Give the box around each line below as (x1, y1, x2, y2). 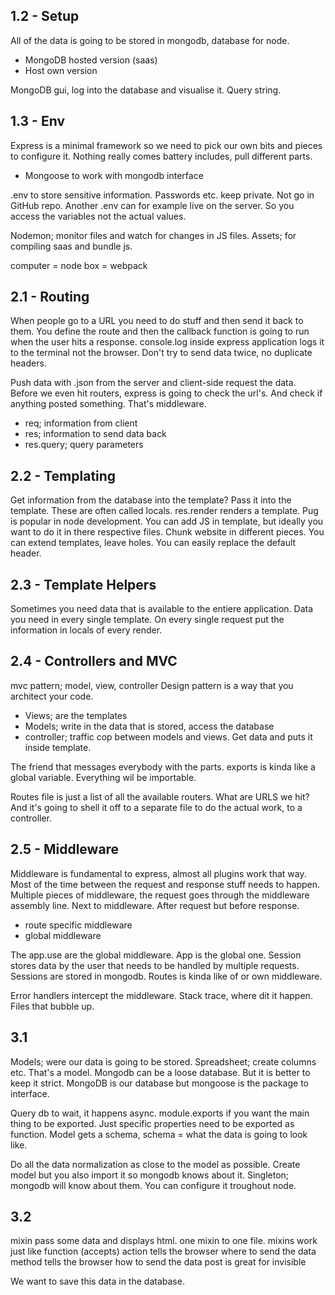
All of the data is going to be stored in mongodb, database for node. (10, 34, 290, 46)
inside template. (24, 741, 92, 753)
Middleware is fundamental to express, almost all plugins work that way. (10, 867, 307, 879)
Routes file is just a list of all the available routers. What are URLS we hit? (10, 790, 310, 803)
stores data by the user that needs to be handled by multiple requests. (10, 959, 300, 971)
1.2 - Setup (10, 8, 80, 25)
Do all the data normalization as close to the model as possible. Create (10, 1158, 301, 1170)
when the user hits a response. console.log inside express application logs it (10, 336, 325, 348)
